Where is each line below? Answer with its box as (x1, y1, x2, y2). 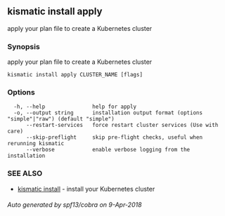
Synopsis (7, 41, 40, 51)
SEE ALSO (7, 168, 43, 178)
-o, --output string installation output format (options (13, 109, 202, 116)
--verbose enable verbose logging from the (25, 147, 191, 154)
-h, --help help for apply (13, 103, 137, 111)
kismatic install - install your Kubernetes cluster (17, 184, 155, 193)
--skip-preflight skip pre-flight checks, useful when (25, 134, 202, 141)
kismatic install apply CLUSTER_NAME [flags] (7, 72, 143, 79)
